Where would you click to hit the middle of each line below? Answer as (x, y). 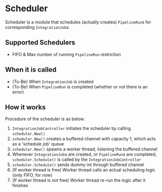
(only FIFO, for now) (32, 175)
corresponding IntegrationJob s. (38, 27)
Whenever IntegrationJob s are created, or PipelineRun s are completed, (84, 154)
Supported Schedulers (40, 43)
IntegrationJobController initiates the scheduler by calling (71, 128)
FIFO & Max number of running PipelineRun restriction (66, 54)
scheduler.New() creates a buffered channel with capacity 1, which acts (84, 139)
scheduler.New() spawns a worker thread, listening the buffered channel (85, 149)
